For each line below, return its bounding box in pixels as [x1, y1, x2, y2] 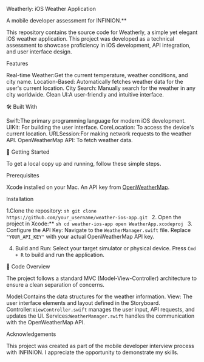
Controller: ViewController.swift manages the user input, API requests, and [6, 306, 195, 313]
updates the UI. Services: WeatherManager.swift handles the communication [6, 312, 195, 319]
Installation [6, 196, 34, 202]
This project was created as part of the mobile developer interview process [6, 343, 194, 349]
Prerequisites [6, 172, 39, 179]
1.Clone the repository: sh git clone [6, 207, 97, 214]
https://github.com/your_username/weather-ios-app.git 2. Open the [6, 214, 182, 220]
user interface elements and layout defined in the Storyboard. [6, 299, 161, 306]
